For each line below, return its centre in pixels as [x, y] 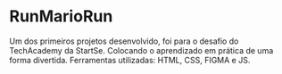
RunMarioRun [61, 16]
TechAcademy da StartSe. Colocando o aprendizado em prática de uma [141, 50]
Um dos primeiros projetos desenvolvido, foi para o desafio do [124, 41]
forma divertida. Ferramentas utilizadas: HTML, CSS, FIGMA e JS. [130, 60]
